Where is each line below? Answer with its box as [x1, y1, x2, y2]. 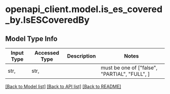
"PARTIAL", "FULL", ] [100, 71, 150, 77]
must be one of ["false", [100, 64, 158, 71]
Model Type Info [5, 34, 58, 43]
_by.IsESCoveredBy [5, 14, 90, 26]
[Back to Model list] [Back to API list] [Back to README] [5, 83, 121, 89]
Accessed [34, 50, 60, 56]
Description [67, 53, 96, 59]
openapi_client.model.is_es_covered [5, 4, 163, 15]
